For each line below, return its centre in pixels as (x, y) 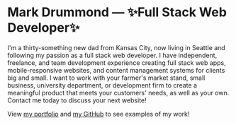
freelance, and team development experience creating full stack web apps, (117, 63)
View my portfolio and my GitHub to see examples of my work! (99, 114)
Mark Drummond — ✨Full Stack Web (117, 12)
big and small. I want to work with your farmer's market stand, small (106, 78)
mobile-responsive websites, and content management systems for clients (116, 70)
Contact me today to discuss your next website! (77, 100)
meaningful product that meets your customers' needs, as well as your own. (118, 93)
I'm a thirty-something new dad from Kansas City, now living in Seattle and (116, 47)
